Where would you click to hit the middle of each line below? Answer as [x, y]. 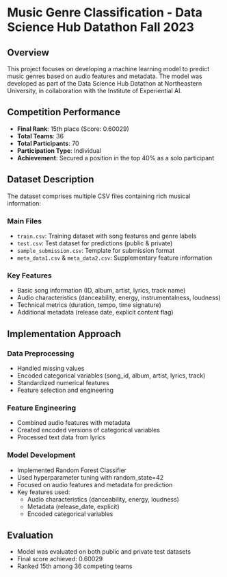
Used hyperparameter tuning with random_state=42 [90, 477]
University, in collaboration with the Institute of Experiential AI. [95, 91]
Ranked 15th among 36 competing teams [75, 566]
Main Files [25, 221]
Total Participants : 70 [48, 143]
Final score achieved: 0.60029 [60, 559]
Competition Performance [64, 112]
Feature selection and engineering [65, 390]
